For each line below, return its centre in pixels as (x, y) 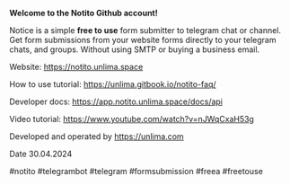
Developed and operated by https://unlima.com (97, 137)
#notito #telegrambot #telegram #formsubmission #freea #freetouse (136, 171)
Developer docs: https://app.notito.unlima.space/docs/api (116, 101)
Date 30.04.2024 (41, 154)
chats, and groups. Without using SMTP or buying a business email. (135, 49)
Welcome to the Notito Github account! (84, 13)
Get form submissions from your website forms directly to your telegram (143, 40)
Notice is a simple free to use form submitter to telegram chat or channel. (145, 30)
